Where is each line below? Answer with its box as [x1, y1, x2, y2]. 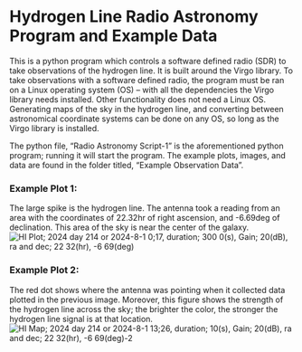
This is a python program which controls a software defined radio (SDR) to [9, 55, 287, 66]
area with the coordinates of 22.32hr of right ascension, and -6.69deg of [9, 213, 280, 224]
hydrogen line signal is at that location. [9, 313, 154, 324]
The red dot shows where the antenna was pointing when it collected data [9, 284, 286, 295]
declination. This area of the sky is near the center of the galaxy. [9, 222, 250, 233]
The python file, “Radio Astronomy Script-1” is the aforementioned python [9, 140, 284, 151]
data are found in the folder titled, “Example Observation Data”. [9, 159, 244, 170]
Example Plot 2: [9, 264, 80, 277]
